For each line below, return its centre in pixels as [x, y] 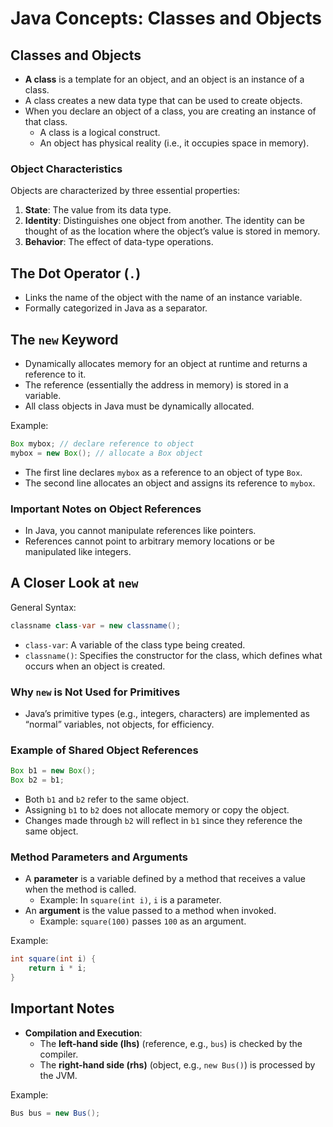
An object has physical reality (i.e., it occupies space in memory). [174, 143]
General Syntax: [43, 607]
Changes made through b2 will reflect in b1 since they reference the [163, 820]
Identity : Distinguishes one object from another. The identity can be [164, 221]
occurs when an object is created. [95, 666]
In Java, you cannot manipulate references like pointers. [140, 530]
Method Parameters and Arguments [99, 857]
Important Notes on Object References [106, 509]
